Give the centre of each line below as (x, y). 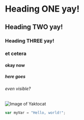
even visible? (18, 88)
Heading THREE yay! (30, 41)
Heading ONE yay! (42, 9)
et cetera (16, 53)
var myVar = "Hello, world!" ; (35, 113)
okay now (15, 65)
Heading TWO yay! (34, 27)
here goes (15, 76)
